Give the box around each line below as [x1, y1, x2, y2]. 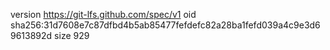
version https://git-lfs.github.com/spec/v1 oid [10, 9, 197, 20]
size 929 [54, 30, 90, 41]
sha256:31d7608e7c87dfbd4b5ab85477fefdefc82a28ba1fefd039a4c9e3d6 [10, 19, 321, 31]
